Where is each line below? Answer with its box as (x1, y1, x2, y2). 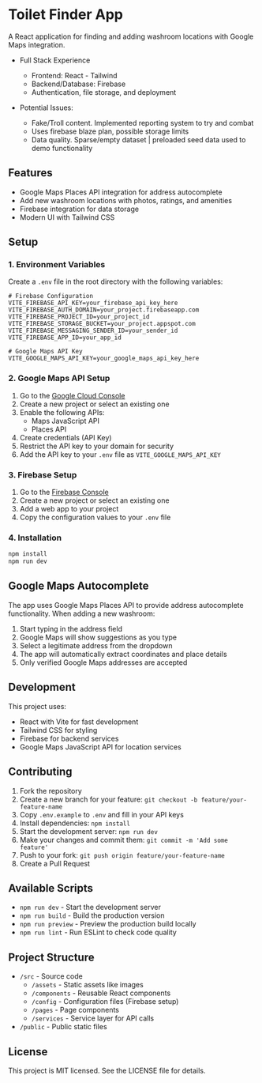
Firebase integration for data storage (19, 204, 140, 213)
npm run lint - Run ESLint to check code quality (19, 927, 178, 938)
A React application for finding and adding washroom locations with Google (8, 32, 254, 41)
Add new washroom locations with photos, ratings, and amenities (19, 195, 233, 205)
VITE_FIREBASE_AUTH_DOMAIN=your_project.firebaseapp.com (8, 306, 200, 314)
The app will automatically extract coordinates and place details (19, 649, 227, 658)
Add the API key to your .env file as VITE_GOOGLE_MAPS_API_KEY (19, 449, 221, 459)
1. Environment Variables (8, 259, 106, 270)
